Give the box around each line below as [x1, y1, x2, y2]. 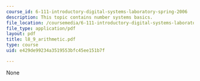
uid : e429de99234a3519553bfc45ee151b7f [6, 48, 105, 54]
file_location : [6, 20, 44, 26]
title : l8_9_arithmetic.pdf [6, 36, 76, 42]
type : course [6, 42, 39, 48]
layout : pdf [6, 31, 36, 37]
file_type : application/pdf [6, 25, 76, 32]
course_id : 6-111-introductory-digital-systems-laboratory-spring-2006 [6, 8, 187, 15]
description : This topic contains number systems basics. [6, 14, 153, 20]
